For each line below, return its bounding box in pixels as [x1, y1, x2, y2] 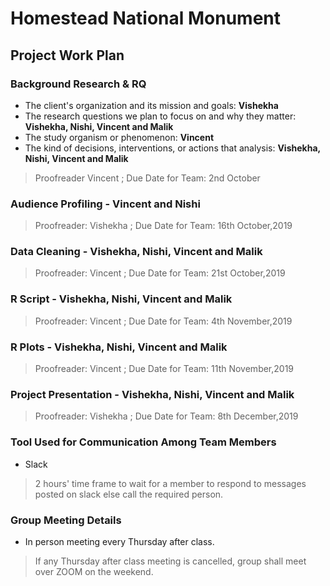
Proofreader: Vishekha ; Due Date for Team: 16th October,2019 [34, 220, 293, 232]
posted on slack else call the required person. [34, 488, 224, 500]
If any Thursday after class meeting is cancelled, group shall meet [34, 555, 307, 567]
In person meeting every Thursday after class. [24, 535, 215, 547]
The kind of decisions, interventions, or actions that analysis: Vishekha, [24, 142, 321, 154]
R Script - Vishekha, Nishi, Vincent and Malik [10, 292, 233, 306]
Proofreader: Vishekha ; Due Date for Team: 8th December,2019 [34, 410, 299, 422]
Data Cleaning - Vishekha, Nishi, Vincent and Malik [10, 245, 263, 259]
